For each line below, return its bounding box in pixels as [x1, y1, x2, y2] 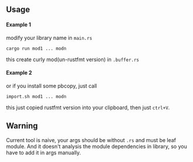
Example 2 [6, 69, 32, 76]
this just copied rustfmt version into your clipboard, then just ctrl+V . [6, 104, 170, 111]
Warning [6, 121, 38, 131]
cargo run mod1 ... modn [6, 45, 67, 52]
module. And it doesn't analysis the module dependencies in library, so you [6, 143, 187, 150]
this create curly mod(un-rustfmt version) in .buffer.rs [6, 56, 139, 63]
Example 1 [6, 21, 31, 28]
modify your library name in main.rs [6, 34, 92, 41]
